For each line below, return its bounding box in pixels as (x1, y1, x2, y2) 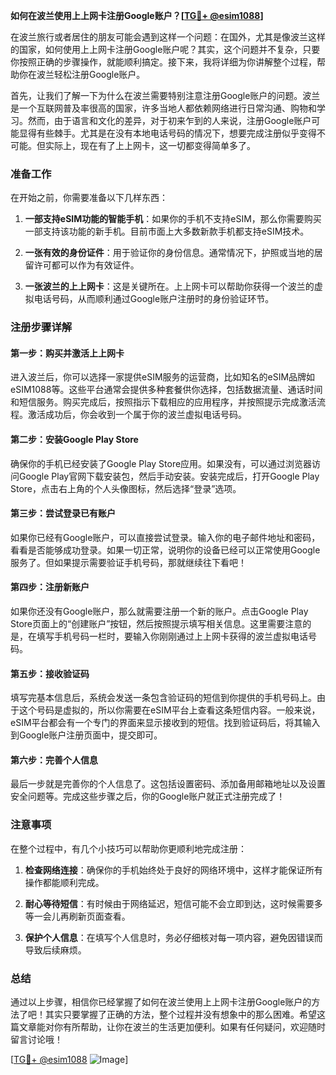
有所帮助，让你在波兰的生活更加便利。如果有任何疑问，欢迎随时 (62, 1021, 326, 1033)
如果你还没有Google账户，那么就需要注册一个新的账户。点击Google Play (10, 605, 309, 618)
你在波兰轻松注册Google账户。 (18, 69, 146, 80)
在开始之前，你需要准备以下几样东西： (10, 192, 168, 204)
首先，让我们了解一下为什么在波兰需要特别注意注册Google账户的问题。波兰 (10, 90, 321, 101)
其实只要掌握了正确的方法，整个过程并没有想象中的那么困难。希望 (44, 1009, 317, 1021)
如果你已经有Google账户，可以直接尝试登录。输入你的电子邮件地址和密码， (10, 531, 321, 543)
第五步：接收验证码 (10, 667, 90, 679)
